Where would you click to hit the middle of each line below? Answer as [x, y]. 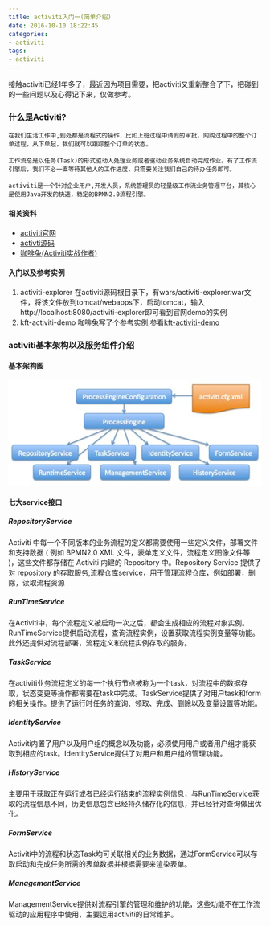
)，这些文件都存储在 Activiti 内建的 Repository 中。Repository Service [123, 563]
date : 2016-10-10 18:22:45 [53, 25]
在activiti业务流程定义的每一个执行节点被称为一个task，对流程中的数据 [125, 683]
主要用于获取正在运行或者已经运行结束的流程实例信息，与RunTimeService [131, 794]
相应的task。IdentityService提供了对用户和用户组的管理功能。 [125, 754]
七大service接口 [35, 502]
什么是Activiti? [37, 117]
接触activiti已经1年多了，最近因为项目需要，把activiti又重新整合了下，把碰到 [133, 84]
